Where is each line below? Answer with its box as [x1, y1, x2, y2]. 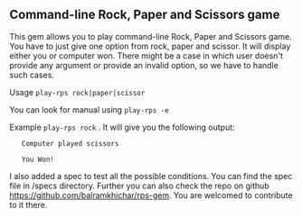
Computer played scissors [21, 139, 119, 148]
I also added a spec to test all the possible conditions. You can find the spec [9, 170, 293, 181]
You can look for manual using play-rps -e [9, 104, 169, 115]
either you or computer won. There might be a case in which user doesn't [9, 50, 283, 61]
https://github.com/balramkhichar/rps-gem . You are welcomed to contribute [9, 189, 293, 201]
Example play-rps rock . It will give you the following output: [9, 122, 235, 132]
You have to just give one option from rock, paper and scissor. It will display [9, 41, 291, 51]
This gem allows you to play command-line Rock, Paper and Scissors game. [9, 31, 292, 41]
